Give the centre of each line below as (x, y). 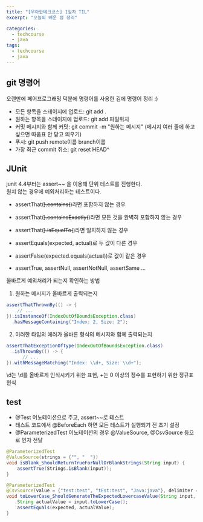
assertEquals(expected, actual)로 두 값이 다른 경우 (76, 243)
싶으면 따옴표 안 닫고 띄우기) (48, 134)
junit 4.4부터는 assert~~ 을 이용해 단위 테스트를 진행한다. (74, 184)
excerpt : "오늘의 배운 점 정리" (42, 18)
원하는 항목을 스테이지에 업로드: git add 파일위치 (72, 119)
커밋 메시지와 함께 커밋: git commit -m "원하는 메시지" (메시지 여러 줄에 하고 (105, 126)
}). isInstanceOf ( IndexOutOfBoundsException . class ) (71, 316)
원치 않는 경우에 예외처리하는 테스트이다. (54, 192)
